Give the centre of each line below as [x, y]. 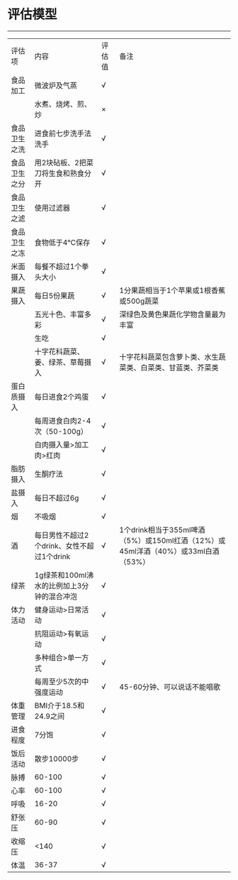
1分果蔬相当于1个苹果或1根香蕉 [172, 290]
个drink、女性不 [61, 546]
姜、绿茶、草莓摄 [63, 362]
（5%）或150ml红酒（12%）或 [172, 540]
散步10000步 [57, 759]
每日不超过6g [57, 497]
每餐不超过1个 [58, 266]
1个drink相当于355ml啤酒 [162, 529]
